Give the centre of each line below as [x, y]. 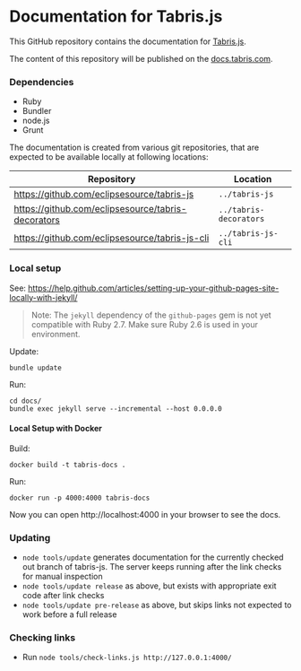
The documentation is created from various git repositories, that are [134, 148]
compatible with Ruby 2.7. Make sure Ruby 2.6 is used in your [144, 324]
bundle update [36, 368]
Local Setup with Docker [56, 429]
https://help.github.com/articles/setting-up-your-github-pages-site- [154, 288]
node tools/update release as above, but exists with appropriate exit [149, 586]
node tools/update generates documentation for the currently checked [153, 557]
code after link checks [63, 596]
